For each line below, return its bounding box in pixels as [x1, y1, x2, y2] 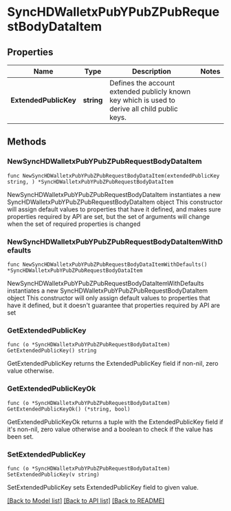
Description [131, 67, 172, 76]
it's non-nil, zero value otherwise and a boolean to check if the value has [7, 425, 213, 433]
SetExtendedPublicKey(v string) [7, 471, 100, 478]
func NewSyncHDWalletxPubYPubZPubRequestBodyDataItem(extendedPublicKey [7, 172, 220, 179]
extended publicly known [109, 87, 191, 96]
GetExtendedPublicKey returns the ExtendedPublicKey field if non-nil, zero [7, 359, 219, 368]
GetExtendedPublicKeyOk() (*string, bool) [7, 406, 131, 413]
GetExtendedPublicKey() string [7, 347, 97, 355]
